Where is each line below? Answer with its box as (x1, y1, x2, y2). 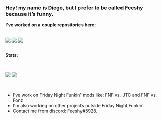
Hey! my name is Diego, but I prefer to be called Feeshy (5, 4, 143, 11)
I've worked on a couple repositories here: (5, 22, 96, 28)
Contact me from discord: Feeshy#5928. (12, 108, 98, 114)
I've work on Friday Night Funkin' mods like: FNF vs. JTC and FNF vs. (12, 92, 157, 98)
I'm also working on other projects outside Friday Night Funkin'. (12, 103, 145, 109)
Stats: (5, 52, 19, 58)
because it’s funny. (5, 10, 54, 17)
